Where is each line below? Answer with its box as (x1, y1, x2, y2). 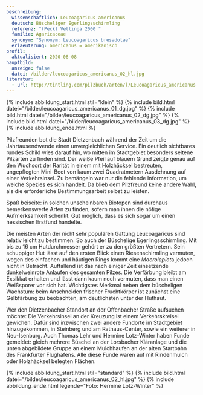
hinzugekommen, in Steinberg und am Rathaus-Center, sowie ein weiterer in (6, 325, 196, 333)
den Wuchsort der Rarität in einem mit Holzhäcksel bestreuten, (6, 162, 163, 169)
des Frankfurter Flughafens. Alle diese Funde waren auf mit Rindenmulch (6, 351, 188, 358)
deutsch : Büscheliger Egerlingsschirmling (11, 20, 120, 26)
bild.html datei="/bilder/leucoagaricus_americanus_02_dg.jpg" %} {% (6, 111, 179, 119)
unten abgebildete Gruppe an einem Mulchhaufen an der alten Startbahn (6, 345, 187, 351)
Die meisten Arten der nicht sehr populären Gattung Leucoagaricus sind (6, 230, 185, 237)
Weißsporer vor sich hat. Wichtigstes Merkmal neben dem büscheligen (6, 282, 183, 289)
